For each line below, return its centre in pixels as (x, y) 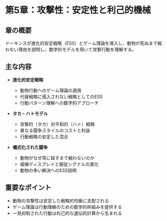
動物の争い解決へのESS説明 (48, 170)
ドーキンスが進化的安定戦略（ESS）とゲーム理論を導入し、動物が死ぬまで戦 (84, 43)
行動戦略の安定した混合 (44, 136)
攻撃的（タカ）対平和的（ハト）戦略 (57, 124)
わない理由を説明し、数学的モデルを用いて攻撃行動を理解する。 (71, 49)
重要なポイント (28, 188)
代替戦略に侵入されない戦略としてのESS (61, 96)
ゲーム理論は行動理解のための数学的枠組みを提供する (67, 207)
